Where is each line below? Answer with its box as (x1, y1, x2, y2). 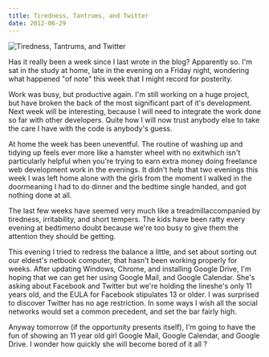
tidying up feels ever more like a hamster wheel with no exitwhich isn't (8, 148, 241, 157)
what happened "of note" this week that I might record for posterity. (8, 74, 233, 83)
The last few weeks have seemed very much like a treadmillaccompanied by (8, 205, 261, 215)
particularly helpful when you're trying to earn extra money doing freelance (8, 156, 258, 165)
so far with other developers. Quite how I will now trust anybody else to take (8, 115, 260, 124)
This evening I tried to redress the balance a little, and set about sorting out (8, 246, 257, 257)
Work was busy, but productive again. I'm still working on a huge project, (8, 89, 250, 99)
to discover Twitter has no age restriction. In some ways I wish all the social (8, 298, 259, 307)
